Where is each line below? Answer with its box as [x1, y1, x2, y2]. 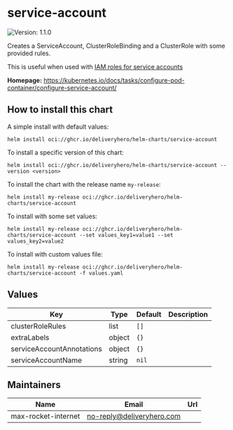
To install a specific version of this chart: [7, 148, 125, 157]
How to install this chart [7, 103, 113, 116]
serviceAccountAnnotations [10, 344, 103, 354]
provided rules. [7, 49, 51, 57]
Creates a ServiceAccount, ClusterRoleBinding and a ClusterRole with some [7, 41, 225, 50]
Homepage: [7, 76, 43, 85]
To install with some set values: [7, 212, 98, 220]
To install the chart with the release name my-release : [7, 180, 161, 188]
